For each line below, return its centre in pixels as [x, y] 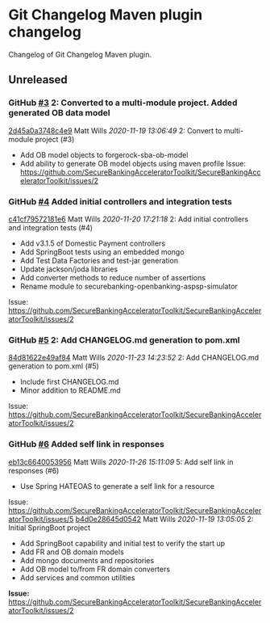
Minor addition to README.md [70, 390]
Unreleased [38, 80]
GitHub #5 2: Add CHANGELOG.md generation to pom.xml [124, 339]
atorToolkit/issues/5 [41, 519]
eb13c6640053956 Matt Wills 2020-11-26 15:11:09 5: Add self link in [121, 461]
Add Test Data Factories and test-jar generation [99, 260]
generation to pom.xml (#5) [54, 366]
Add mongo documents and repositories [87, 560]
